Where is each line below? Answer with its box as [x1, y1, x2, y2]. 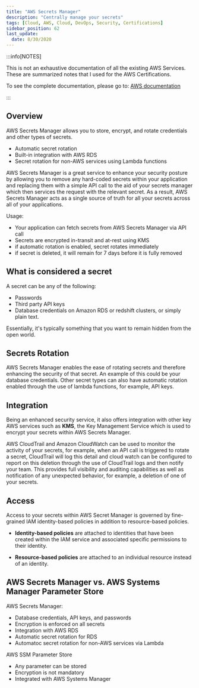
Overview [6, 111, 43, 121]
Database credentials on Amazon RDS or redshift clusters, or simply [14, 307, 181, 314]
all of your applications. [6, 200, 64, 208]
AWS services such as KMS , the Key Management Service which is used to [6, 422, 191, 430]
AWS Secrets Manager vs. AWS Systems [6, 577, 160, 588]
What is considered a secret [6, 267, 112, 277]
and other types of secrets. [6, 133, 73, 140]
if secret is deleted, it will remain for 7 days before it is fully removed [14, 249, 182, 257]
